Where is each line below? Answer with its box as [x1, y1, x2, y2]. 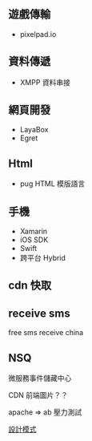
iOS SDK [19, 235, 49, 245]
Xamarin [19, 227, 48, 237]
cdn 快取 [8, 279, 52, 293]
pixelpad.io [19, 29, 57, 38]
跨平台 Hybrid [19, 253, 66, 263]
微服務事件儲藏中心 [8, 374, 72, 383]
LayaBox [19, 125, 49, 135]
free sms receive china [8, 328, 84, 338]
